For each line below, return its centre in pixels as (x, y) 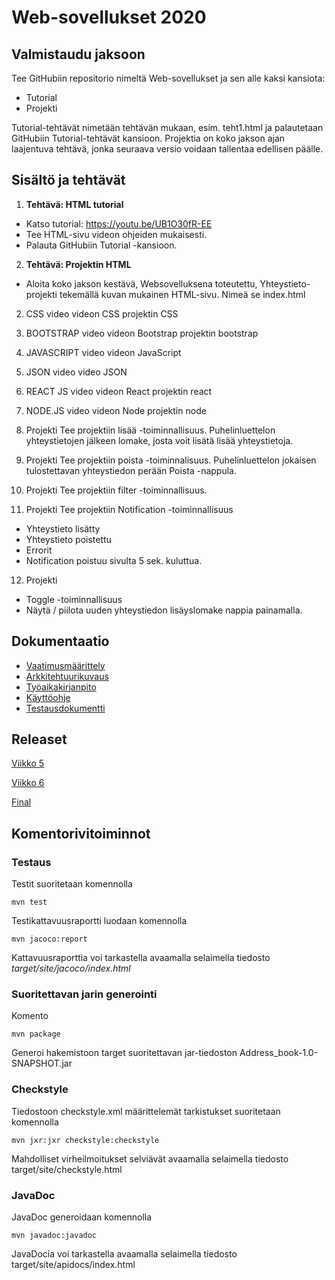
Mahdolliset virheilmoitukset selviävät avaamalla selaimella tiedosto (150, 1158)
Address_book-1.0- (279, 1053)
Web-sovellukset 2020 (109, 17)
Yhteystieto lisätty (63, 528)
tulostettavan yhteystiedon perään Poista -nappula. (131, 470)
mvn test (29, 902)
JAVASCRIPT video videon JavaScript (103, 352)
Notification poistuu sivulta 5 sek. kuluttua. (114, 560)
